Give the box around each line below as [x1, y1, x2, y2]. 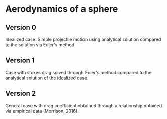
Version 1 [5, 56, 35, 65]
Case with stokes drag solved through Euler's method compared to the [5, 69, 152, 75]
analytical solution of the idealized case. [5, 75, 89, 81]
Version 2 [5, 89, 36, 98]
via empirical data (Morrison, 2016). [5, 108, 79, 114]
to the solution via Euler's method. [5, 42, 76, 48]
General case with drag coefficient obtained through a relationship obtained [5, 102, 162, 108]
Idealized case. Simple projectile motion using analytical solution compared [5, 36, 161, 42]
